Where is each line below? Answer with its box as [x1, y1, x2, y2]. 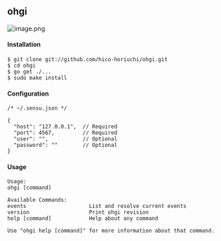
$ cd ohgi [7, 63, 36, 70]
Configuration [7, 89, 49, 98]
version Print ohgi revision [7, 209, 149, 216]
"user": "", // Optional [13, 136, 118, 143]
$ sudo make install [7, 74, 68, 82]
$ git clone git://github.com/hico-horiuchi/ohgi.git [7, 56, 168, 63]
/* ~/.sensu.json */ [7, 105, 68, 112]
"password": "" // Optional [13, 142, 118, 149]
